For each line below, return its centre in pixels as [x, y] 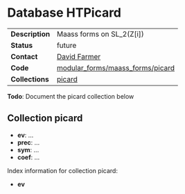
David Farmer [79, 56]
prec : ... [28, 142]
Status [22, 45]
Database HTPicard [64, 13]
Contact [24, 56]
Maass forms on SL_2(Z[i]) [100, 34]
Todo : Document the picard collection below [71, 96]
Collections [30, 79]
